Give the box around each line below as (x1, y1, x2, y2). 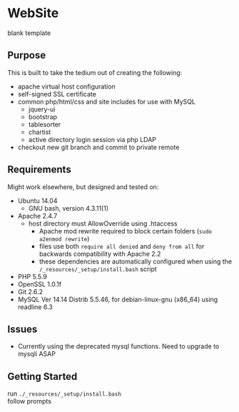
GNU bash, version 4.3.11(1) (28, 204, 109, 212)
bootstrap (28, 112, 58, 121)
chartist (28, 127, 51, 136)
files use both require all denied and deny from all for (39, 241, 205, 251)
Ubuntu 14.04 (17, 196, 58, 205)
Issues (7, 323, 38, 335)
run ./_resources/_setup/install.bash (7, 389, 121, 398)
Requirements (7, 164, 71, 176)
